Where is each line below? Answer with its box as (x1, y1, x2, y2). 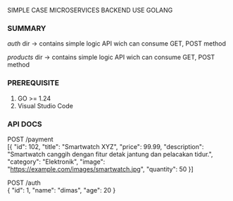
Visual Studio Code (17, 101, 74, 110)
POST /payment (7, 135, 54, 143)
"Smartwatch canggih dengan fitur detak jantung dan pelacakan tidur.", (7, 150, 213, 158)
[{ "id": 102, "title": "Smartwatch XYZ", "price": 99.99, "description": (7, 142, 204, 150)
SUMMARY (7, 23, 46, 33)
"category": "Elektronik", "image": (7, 157, 106, 166)
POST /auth (7, 179, 41, 187)
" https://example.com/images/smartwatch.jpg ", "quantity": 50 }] (7, 164, 194, 173)
